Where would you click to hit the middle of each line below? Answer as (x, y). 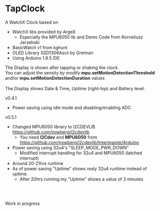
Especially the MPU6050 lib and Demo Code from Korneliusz (81, 37)
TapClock (25, 9)
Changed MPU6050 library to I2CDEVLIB (54, 127)
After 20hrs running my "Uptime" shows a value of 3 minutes (81, 179)
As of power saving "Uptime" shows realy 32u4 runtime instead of (80, 169)
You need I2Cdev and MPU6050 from (58, 137)
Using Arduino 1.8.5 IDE (36, 58)
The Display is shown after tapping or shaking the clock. (62, 68)
